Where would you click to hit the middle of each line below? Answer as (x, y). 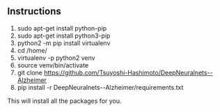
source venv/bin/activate (53, 65)
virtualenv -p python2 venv (56, 58)
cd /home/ (32, 50)
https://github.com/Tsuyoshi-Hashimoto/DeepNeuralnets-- (129, 72)
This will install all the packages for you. (64, 101)
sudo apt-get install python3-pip (64, 35)
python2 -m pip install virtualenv (64, 43)
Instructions (34, 11)
